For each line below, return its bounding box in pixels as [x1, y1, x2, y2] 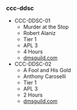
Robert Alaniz [23, 30, 56, 37]
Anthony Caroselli [23, 73, 66, 80]
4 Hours [23, 48, 43, 55]
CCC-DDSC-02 [14, 61, 52, 68]
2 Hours [23, 91, 43, 98]
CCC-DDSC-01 [14, 17, 51, 24]
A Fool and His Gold [23, 67, 71, 74]
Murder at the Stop [23, 23, 69, 30]
